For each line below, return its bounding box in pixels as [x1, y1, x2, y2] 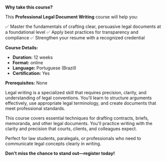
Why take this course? [5, 4, 53, 10]
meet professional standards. [5, 106, 65, 111]
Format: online [12, 60, 43, 65]
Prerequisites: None [5, 80, 47, 86]
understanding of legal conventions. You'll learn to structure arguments [5, 95, 152, 101]
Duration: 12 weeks [12, 54, 53, 60]
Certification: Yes [12, 70, 50, 76]
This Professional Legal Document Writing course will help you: [5, 14, 138, 19]
